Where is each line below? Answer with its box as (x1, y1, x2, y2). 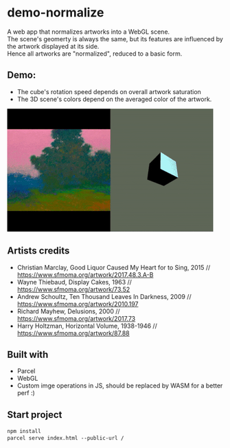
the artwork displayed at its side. (7, 42, 100, 50)
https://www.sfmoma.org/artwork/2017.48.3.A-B (16, 270, 154, 279)
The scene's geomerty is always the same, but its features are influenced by (7, 34, 223, 43)
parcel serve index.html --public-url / (7, 435, 125, 442)
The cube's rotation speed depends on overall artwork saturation (16, 87, 201, 96)
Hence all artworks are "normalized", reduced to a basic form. (7, 49, 183, 58)
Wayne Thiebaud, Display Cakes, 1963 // (16, 278, 133, 286)
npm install (7, 428, 41, 435)
